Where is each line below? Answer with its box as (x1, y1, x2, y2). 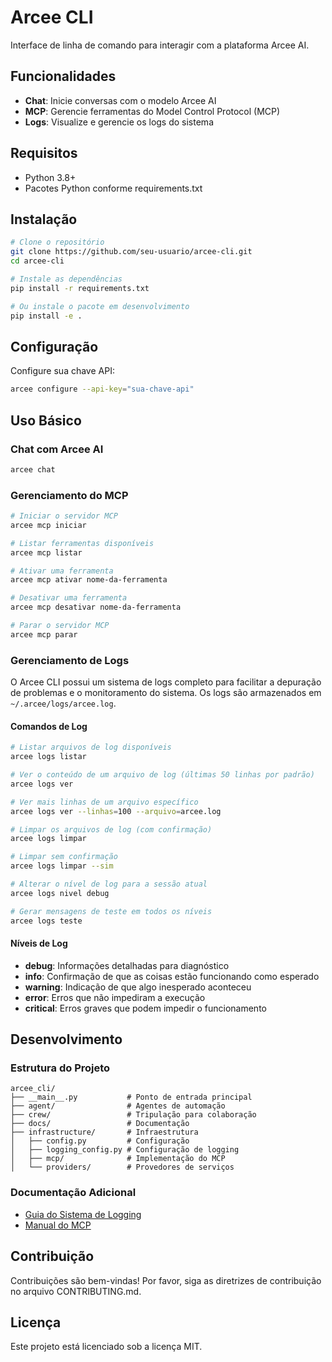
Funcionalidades (10, 68, 117, 85)
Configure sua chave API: (10, 365, 115, 377)
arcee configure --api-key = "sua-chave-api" (10, 384, 195, 395)
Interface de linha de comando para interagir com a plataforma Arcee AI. (10, 39, 310, 51)
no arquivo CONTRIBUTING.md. (10, 1285, 142, 1297)
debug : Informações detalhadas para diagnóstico (24, 959, 230, 971)
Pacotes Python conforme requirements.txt (24, 182, 203, 194)
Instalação (10, 211, 78, 228)
